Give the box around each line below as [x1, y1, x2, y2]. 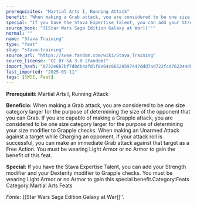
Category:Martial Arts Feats [6, 182, 73, 189]
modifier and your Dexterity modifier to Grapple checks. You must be [6, 170, 173, 177]
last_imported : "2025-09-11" [6, 69, 77, 75]
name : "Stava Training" [6, 36, 64, 42]
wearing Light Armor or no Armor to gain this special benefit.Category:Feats [6, 176, 189, 183]
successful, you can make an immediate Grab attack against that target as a [6, 139, 189, 147]
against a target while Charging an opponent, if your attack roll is [6, 133, 163, 140]
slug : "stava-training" [6, 47, 64, 53]
